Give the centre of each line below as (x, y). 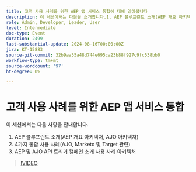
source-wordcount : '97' (35, 66)
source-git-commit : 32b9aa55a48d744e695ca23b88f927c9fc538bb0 (83, 55)
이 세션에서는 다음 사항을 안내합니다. (47, 125)
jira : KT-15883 (24, 50)
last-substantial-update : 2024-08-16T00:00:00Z (65, 44)
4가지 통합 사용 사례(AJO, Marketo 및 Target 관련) (72, 145)
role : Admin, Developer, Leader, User (53, 22)
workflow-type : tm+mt (32, 60)
